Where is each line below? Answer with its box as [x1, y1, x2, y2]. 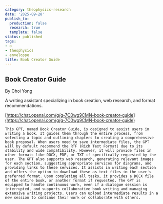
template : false [9, 30, 42, 35]
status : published [5, 35, 42, 40]
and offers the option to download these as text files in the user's [5, 169, 152, 175]
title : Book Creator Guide [5, 57, 60, 62]
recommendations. [5, 103, 43, 109]
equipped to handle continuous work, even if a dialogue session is [5, 183, 147, 187]
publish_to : [5, 16, 29, 21]
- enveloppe [5, 52, 29, 58]
